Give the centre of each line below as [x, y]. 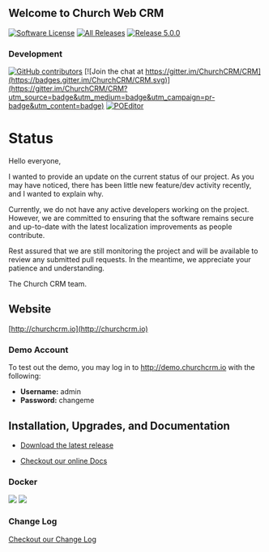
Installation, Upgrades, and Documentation [120, 425]
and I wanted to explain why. [56, 194]
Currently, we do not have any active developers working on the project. [129, 210]
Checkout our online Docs [64, 461]
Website [30, 310]
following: [25, 376]
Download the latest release [67, 445]
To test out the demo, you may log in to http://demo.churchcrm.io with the [132, 367]
